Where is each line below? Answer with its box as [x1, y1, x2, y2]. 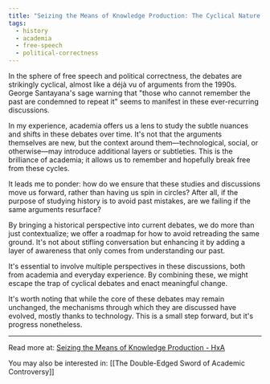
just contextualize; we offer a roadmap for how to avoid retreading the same [8, 229, 260, 238]
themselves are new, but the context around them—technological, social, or [8, 138, 259, 147]
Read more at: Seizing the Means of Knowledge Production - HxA [8, 343, 225, 352]
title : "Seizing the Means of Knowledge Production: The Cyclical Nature [8, 11, 261, 20]
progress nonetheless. [8, 320, 83, 329]
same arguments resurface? [8, 205, 102, 214]
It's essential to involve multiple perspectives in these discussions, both [8, 262, 246, 271]
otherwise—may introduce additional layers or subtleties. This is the [8, 146, 233, 156]
